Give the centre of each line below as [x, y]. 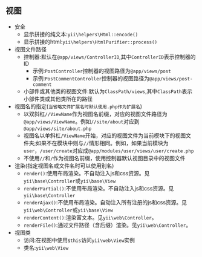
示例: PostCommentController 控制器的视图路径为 [91, 78]
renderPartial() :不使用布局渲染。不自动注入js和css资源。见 [99, 188]
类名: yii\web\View [46, 247]
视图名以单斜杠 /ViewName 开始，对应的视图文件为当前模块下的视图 [105, 135]
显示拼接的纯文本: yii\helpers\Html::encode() [81, 34]
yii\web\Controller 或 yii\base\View [68, 210]
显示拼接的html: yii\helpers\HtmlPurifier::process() [90, 42]
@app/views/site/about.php [57, 129]
